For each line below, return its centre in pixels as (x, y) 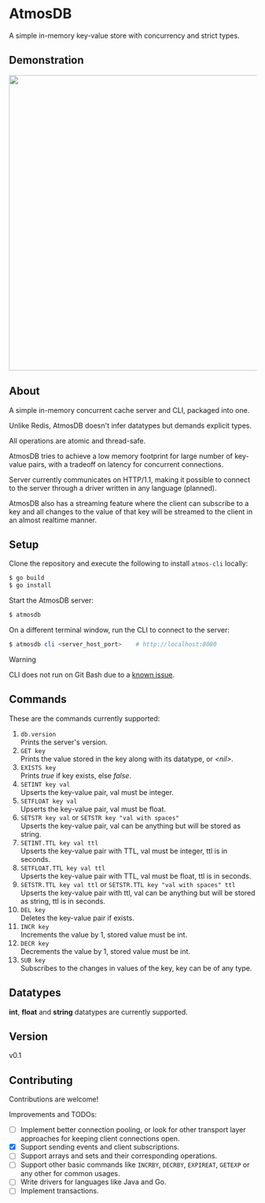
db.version (38, 734)
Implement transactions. (59, 1191)
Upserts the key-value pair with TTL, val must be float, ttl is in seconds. (136, 876)
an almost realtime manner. (53, 520)
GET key (33, 751)
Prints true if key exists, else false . (76, 775)
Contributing (41, 1080)
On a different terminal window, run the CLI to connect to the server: (120, 630)
